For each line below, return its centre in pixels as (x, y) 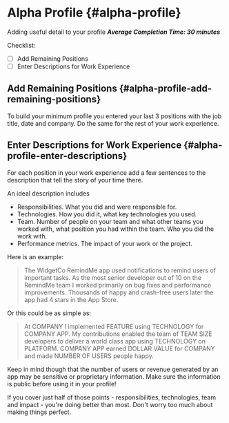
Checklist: (21, 45)
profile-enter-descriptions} (67, 156)
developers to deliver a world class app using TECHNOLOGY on (114, 341)
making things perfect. (39, 412)
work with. (32, 236)
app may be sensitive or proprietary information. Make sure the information (114, 376)
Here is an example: (36, 256)
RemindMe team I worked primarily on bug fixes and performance (118, 285)
